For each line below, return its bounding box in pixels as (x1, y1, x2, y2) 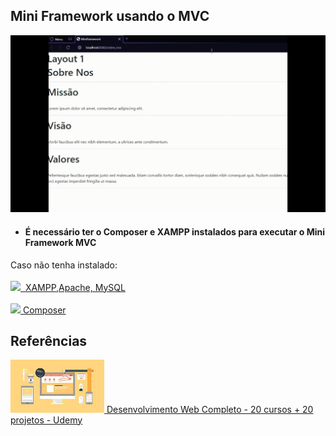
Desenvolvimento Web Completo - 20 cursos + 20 (106, 403, 314, 415)
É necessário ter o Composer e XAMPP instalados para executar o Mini (24, 225, 326, 238)
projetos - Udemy (10, 414, 83, 426)
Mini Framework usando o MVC (10, 8, 210, 25)
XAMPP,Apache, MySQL (24, 281, 126, 293)
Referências (10, 332, 88, 349)
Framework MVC (24, 236, 97, 248)
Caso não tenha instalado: (10, 259, 118, 271)
